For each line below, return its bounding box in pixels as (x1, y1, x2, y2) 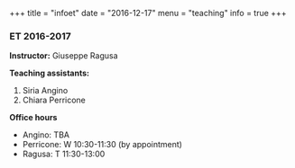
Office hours (9, 112, 58, 123)
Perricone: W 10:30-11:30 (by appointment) (22, 139, 183, 150)
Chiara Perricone (22, 94, 86, 106)
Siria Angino (22, 85, 69, 96)
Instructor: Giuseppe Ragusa (9, 50, 118, 61)
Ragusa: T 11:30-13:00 (22, 148, 106, 160)
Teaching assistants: (9, 67, 90, 79)
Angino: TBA (22, 129, 70, 140)
